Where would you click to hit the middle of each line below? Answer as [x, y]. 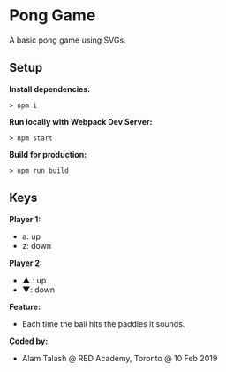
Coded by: [29, 341]
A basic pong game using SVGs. [68, 40]
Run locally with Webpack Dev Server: [81, 121]
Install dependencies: [50, 89]
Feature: [25, 306]
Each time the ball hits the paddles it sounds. [103, 323]
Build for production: [48, 154]
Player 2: [26, 263]
